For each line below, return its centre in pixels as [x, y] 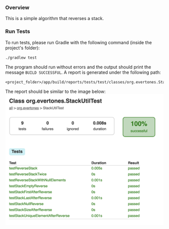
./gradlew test [21, 58]
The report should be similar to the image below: [56, 91]
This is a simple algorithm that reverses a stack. [55, 19]
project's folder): [23, 48]
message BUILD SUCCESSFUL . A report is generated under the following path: [83, 72]
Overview [17, 8]
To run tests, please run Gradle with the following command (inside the [78, 42]
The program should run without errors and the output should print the [78, 67]
